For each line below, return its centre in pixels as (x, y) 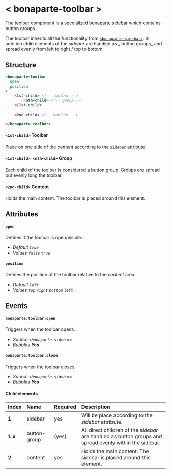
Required (65, 407)
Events (17, 306)
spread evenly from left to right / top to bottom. (55, 49)
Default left (26, 284)
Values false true (31, 253)
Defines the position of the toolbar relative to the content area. (70, 274)
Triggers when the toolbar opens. (40, 329)
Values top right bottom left (43, 290)
